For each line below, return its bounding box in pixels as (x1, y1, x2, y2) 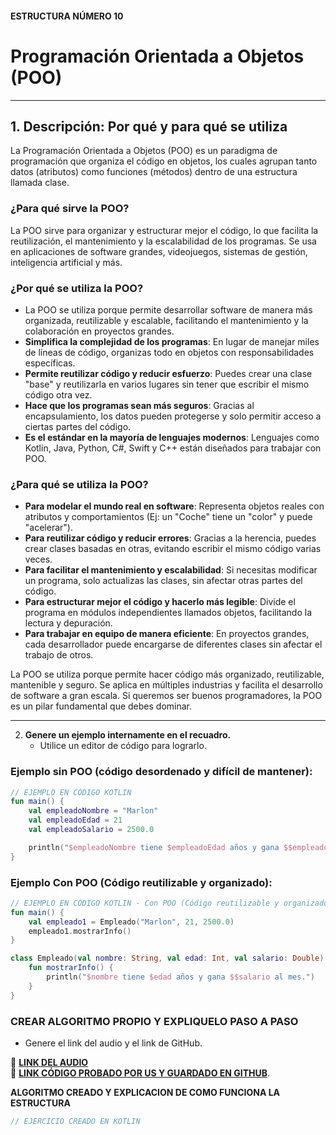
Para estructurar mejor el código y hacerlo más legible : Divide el (24, 596, 296, 608)
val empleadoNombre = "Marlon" (28, 806, 159, 816)
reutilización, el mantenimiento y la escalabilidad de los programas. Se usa (10, 235, 317, 247)
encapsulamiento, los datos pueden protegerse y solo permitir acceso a (24, 410, 322, 422)
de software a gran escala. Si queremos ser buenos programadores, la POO (10, 690, 323, 702)
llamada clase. (10, 177, 70, 189)
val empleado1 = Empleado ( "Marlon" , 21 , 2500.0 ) (28, 917, 235, 927)
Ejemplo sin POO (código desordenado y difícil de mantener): (10, 765, 313, 779)
